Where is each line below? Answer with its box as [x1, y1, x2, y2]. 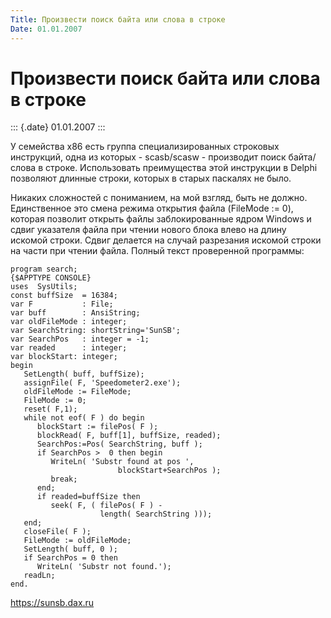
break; [50, 474, 78, 485]
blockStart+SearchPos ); [117, 466, 222, 476]
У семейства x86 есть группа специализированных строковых [10, 141, 280, 153]
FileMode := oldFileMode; [23, 536, 132, 546]
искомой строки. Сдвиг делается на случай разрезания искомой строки [10, 234, 322, 246]
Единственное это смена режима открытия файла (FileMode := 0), [10, 202, 294, 215]
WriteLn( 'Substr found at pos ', [50, 457, 195, 467]
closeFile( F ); [23, 527, 92, 537]
